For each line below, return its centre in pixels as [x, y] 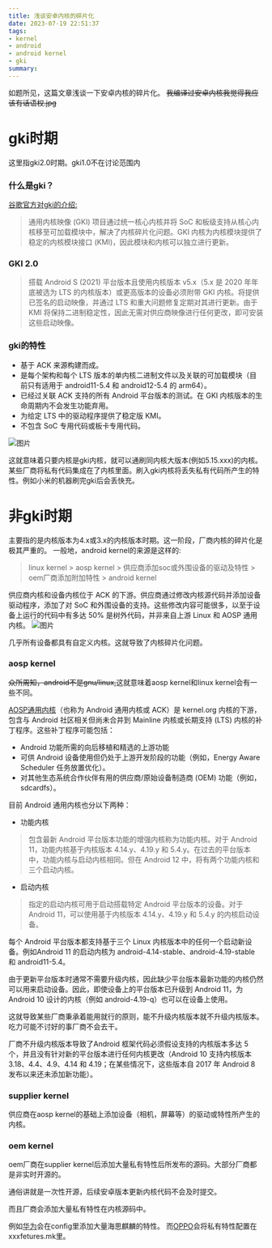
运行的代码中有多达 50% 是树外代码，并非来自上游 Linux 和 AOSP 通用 [140, 615]
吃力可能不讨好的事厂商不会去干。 [65, 1026]
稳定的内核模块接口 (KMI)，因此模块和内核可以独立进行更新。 [130, 242]
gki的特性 [27, 346]
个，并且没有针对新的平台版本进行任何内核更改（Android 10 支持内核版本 [130, 1054]
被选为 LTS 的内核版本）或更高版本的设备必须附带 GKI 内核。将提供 [147, 292]
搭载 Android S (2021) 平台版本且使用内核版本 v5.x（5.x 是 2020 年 [140, 282]
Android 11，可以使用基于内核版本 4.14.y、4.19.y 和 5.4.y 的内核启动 [140, 914]
